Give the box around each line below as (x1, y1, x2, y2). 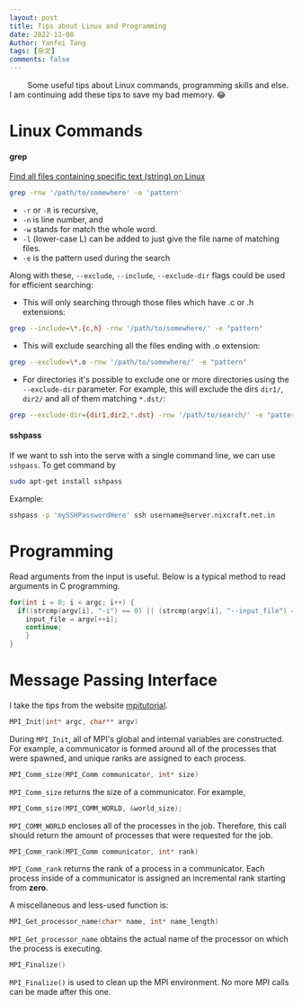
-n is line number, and (22, 214, 103, 225)
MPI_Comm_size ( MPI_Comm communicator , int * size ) (9, 770, 200, 779)
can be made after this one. (9, 987, 111, 998)
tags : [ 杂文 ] (9, 47, 56, 56)
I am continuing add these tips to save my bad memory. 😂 (9, 89, 226, 100)
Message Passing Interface (9, 670, 218, 691)
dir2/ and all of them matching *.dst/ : (22, 393, 166, 404)
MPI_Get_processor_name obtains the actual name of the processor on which (9, 934, 289, 945)
